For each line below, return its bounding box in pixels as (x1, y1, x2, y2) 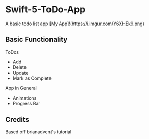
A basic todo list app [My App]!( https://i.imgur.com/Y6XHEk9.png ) (5, 20, 144, 27)
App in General (5, 85, 37, 91)
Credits (5, 115, 30, 124)
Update (12, 69, 29, 76)
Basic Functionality (5, 35, 68, 44)
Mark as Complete (12, 75, 52, 81)
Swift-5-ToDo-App (5, 4, 86, 15)
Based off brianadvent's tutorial (5, 129, 72, 135)
